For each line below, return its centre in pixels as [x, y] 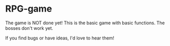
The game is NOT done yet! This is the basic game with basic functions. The [85, 23]
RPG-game [29, 9]
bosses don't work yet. [29, 28]
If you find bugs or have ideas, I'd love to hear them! [60, 38]
